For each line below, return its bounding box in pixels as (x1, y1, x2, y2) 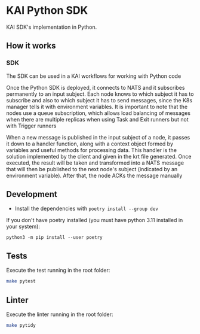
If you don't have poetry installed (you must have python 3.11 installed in (6, 217, 183, 224)
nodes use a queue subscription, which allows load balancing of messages (6, 109, 191, 117)
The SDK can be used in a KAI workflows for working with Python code (6, 72, 181, 80)
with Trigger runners (6, 122, 57, 129)
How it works (6, 41, 56, 51)
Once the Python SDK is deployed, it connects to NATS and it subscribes (6, 84, 185, 91)
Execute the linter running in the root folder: (6, 311, 113, 318)
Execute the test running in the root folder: (6, 267, 110, 274)
